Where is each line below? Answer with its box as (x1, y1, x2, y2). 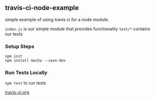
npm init (5, 54, 23, 59)
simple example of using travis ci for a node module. (5, 16, 110, 22)
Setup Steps (5, 43, 35, 50)
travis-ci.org (5, 89, 30, 95)
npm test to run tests (5, 80, 46, 86)
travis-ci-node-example (5, 4, 79, 12)
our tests (5, 31, 23, 37)
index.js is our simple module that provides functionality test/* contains (5, 26, 151, 32)
